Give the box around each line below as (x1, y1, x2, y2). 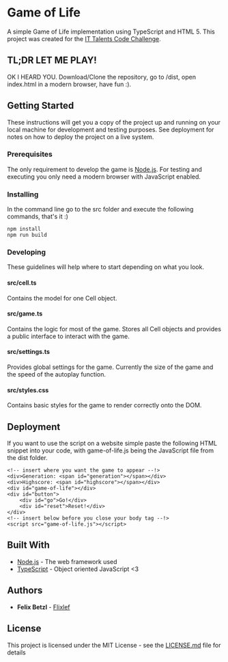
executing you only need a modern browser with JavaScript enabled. (7, 173, 201, 181)
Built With (7, 539, 50, 551)
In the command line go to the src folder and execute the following (7, 205, 194, 214)
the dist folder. (7, 454, 48, 462)
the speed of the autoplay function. (7, 370, 106, 379)
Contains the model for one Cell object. (7, 294, 117, 302)
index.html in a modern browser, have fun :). (7, 80, 132, 88)
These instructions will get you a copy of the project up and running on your (7, 118, 220, 126)
